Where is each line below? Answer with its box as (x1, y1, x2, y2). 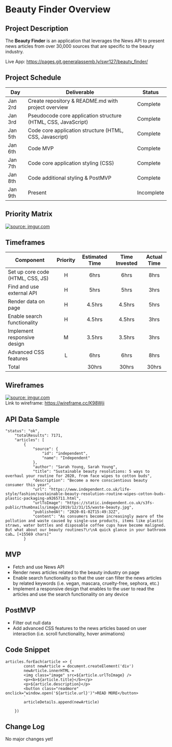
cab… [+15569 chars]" (5, 532, 52, 537)
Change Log (5, 722, 45, 731)
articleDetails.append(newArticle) (24, 699, 100, 704)
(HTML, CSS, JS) (8, 275, 49, 282)
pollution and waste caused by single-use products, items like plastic (5, 519, 164, 524)
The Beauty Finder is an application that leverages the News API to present (5, 37, 165, 44)
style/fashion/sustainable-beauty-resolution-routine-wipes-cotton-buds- (5, 491, 166, 496)
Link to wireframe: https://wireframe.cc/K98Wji (5, 400, 105, 406)
